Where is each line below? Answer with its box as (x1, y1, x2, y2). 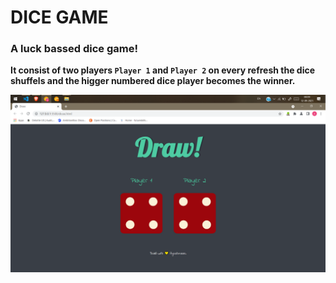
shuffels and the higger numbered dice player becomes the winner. (10, 75, 296, 87)
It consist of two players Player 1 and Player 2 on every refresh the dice (10, 64, 316, 76)
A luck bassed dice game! (10, 42, 138, 56)
